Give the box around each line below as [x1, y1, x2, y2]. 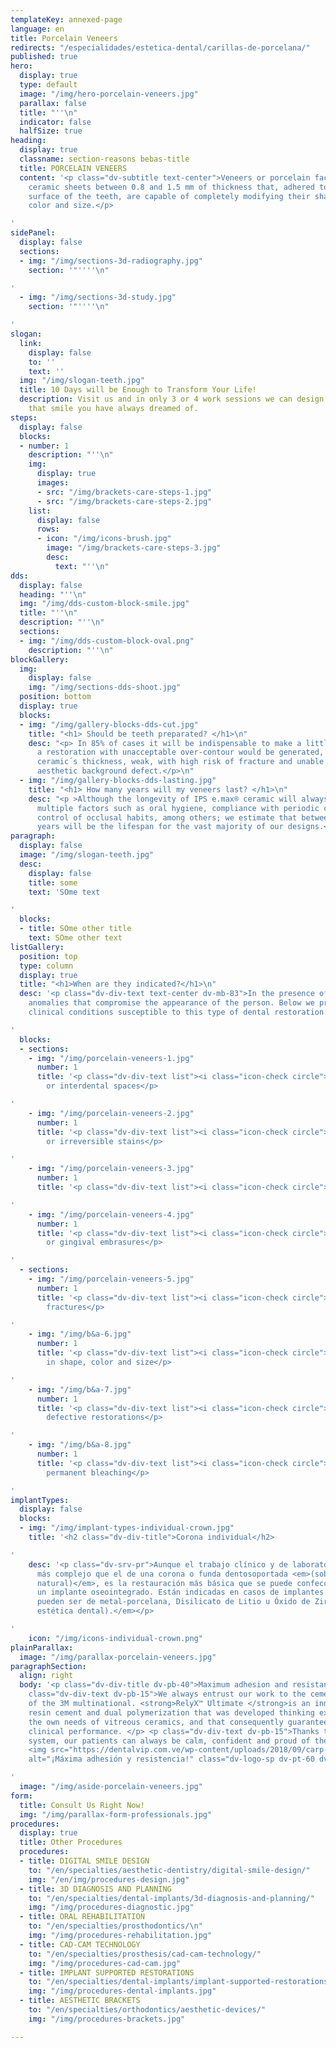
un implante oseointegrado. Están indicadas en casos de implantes [36, 1587, 325, 1598]
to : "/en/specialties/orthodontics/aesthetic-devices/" [28, 2005, 267, 2015]
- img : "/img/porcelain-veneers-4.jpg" [28, 1209, 195, 1220]
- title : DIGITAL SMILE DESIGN [19, 1856, 150, 1866]
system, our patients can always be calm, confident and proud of [28, 1736, 311, 1746]
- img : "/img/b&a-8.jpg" [28, 1440, 132, 1450]
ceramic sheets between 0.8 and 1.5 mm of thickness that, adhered [28, 182, 315, 192]
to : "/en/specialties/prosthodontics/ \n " [28, 1921, 203, 1931]
